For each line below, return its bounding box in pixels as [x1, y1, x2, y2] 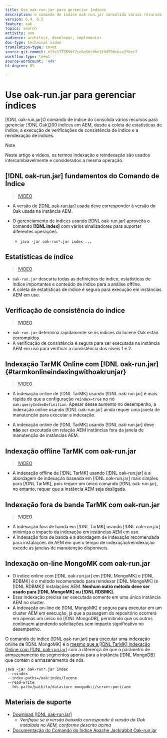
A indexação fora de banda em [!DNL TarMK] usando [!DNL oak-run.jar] [12, 523, 160, 529]
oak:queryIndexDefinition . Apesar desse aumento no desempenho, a [12, 401, 156, 407]
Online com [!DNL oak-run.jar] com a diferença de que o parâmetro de [5, 646, 150, 652]
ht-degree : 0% [5, 63, 35, 68]
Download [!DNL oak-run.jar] [12, 711, 72, 717]
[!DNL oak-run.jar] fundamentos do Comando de [5, 172, 159, 181]
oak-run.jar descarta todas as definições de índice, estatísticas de [12, 275, 151, 281]
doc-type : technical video [5, 40, 61, 45]
